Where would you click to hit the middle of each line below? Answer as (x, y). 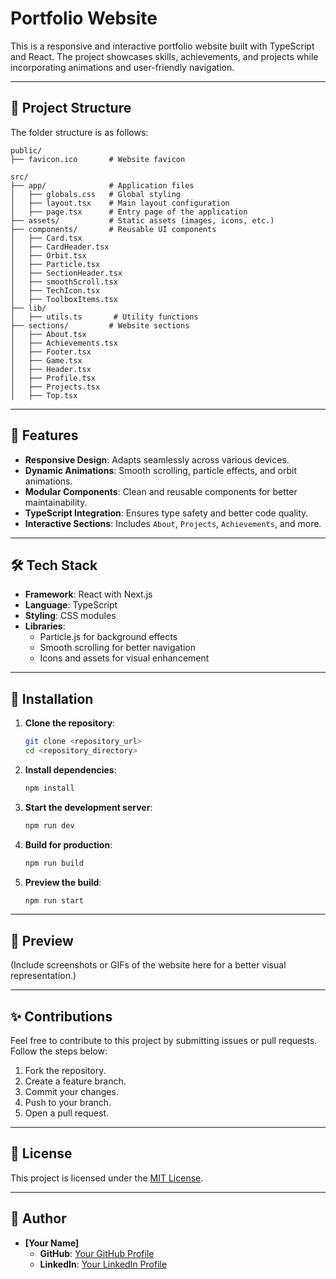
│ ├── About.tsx (48, 334)
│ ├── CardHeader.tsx (60, 247)
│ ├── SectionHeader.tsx (66, 273)
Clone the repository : (70, 723)
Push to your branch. (68, 1103)
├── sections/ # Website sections (100, 325)
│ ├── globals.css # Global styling (96, 194)
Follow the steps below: (59, 1051)
